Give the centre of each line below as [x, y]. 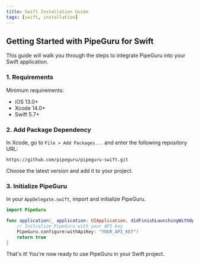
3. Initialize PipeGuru [37, 186]
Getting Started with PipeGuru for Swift [80, 41]
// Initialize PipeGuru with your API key [70, 226]
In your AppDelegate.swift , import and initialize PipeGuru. [76, 199]
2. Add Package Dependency [49, 129]
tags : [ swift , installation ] [42, 17]
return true [31, 237]
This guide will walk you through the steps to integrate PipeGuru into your [96, 56]
